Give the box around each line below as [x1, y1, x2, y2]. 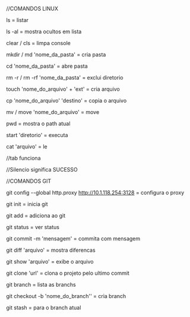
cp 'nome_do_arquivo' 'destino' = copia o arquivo [6, 97, 127, 104]
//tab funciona [6, 154, 41, 161]
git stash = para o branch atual [6, 304, 81, 311]
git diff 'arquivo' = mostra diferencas [6, 246, 96, 253]
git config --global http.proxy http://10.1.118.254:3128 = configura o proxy [6, 189, 185, 196]
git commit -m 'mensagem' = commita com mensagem [6, 235, 141, 242]
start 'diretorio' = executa [6, 132, 68, 138]
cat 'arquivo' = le [6, 143, 47, 150]
